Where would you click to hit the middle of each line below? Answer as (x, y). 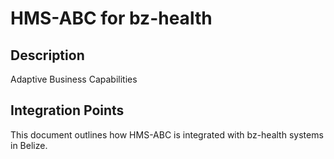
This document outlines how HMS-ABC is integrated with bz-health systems (167, 134)
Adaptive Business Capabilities (74, 79)
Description (47, 55)
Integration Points (67, 110)
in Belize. (29, 145)
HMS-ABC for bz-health (111, 18)
